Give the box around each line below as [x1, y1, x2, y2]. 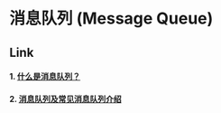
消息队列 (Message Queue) [9, 8, 214, 29]
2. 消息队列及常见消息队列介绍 [9, 93, 122, 104]
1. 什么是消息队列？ [9, 71, 81, 82]
